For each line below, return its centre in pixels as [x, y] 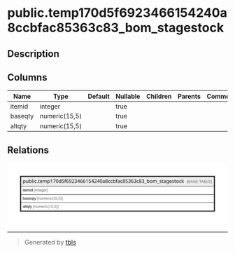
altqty [19, 126]
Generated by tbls [50, 242]
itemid [19, 107]
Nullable [128, 96]
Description [33, 54]
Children [159, 96]
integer [50, 107]
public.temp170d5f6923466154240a [117, 13]
